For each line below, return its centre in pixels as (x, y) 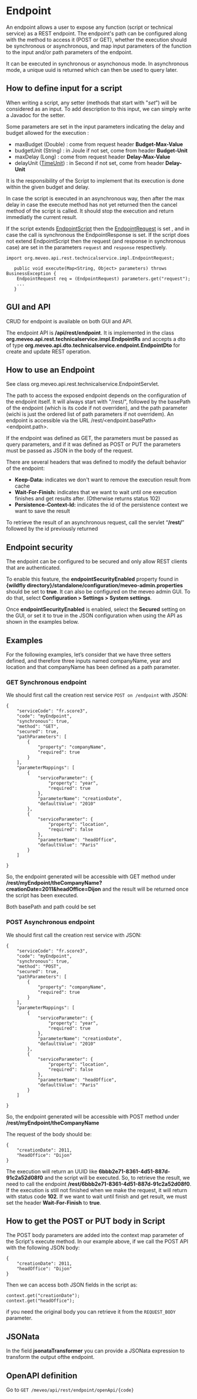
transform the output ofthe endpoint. (51, 1357)
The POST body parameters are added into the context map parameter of (95, 1235)
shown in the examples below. (43, 622)
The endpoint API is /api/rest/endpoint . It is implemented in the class (90, 333)
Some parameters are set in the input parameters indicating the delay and (95, 126)
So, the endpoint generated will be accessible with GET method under (91, 877)
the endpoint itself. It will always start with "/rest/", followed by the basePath (98, 402)
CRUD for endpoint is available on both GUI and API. (69, 321)
